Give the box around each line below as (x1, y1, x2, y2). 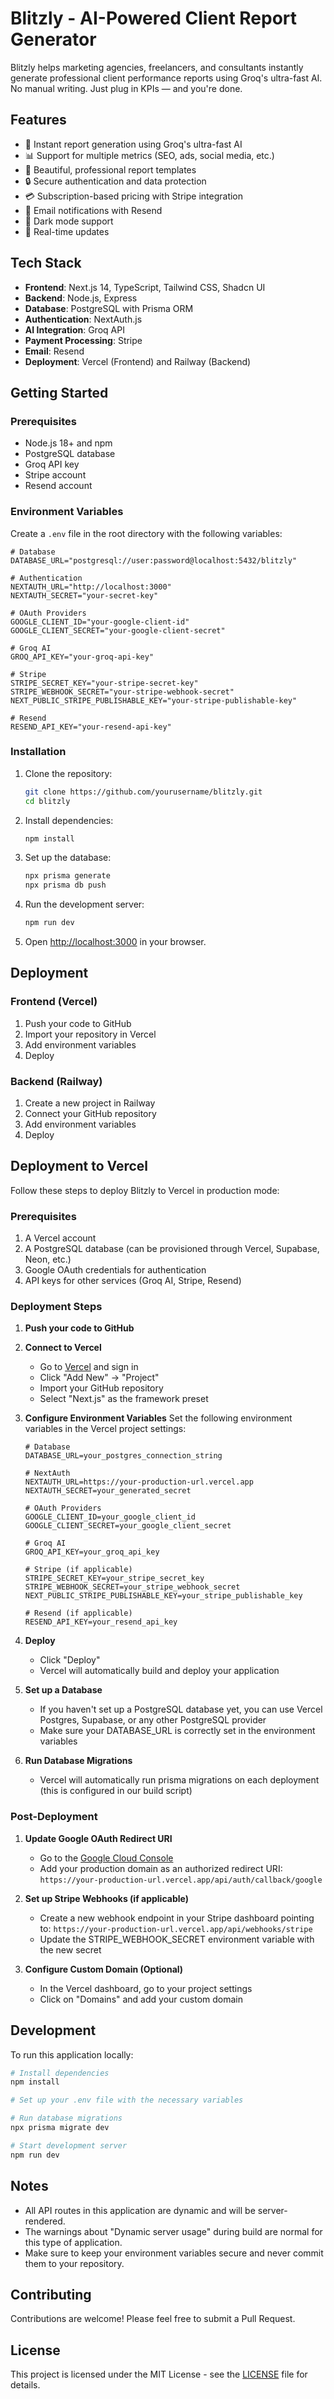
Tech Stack (10, 255, 82, 272)
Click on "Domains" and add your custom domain (39, 1993, 243, 2005)
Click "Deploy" (39, 1654, 101, 1666)
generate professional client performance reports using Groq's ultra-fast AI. (10, 72, 323, 84)
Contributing (10, 2286, 92, 2303)
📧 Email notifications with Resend (24, 204, 163, 216)
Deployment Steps (10, 1300, 103, 1314)
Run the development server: (24, 898, 145, 911)
